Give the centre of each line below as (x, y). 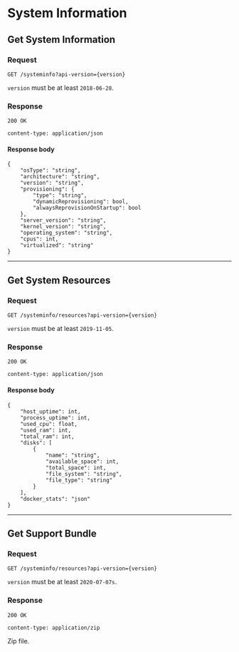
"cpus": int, (39, 239)
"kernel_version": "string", (63, 227)
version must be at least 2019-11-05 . (60, 329)
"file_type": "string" (79, 480)
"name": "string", (73, 455)
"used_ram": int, (46, 430)
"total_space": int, (76, 468)
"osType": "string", (51, 170)
